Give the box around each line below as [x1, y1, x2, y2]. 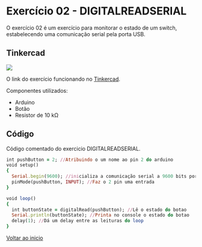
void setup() [6, 162, 39, 168]
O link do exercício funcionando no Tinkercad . [6, 75, 121, 83]
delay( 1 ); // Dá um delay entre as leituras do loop [11, 218, 144, 224]
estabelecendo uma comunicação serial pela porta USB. [6, 30, 145, 37]
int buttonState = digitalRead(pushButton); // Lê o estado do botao [11, 207, 187, 213]
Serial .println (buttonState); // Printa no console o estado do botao [11, 212, 189, 218]
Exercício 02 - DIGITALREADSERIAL [6, 4, 187, 18]
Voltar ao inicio [6, 234, 43, 242]
